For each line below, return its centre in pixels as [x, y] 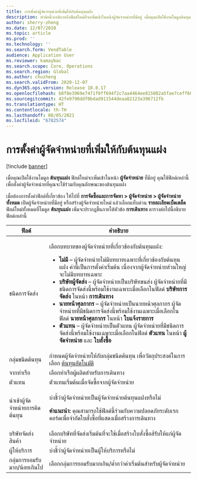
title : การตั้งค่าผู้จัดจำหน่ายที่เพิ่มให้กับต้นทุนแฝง [49, 11]
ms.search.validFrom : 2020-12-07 [47, 83]
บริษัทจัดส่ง [21, 434]
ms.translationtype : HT [35, 104]
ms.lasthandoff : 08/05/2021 [40, 115]
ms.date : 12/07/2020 [31, 28]
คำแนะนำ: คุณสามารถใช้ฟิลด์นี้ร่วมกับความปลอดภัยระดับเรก [114, 411]
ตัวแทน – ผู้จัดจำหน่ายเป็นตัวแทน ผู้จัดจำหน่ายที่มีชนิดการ [121, 326]
